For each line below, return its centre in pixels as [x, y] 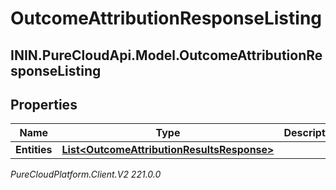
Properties [44, 104]
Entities [34, 150]
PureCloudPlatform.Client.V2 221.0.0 [86, 174]
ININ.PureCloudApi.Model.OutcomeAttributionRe [166, 55]
